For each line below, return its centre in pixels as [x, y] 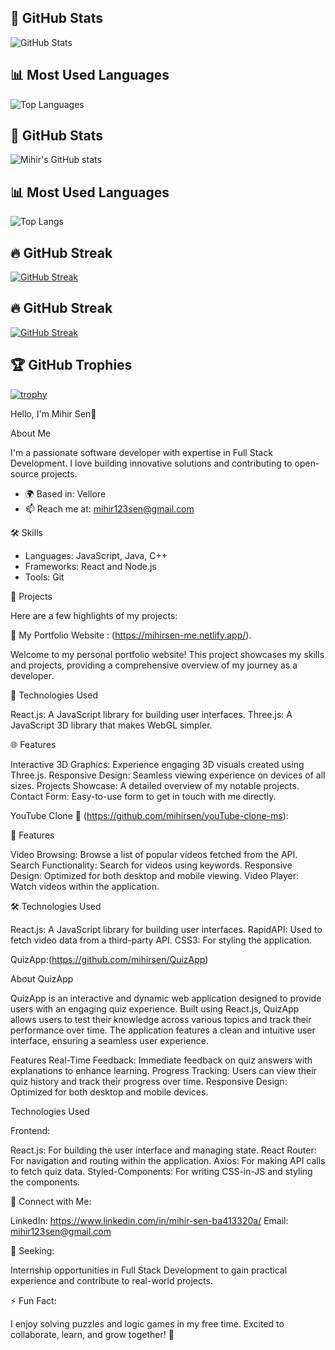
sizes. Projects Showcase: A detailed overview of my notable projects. [155, 785]
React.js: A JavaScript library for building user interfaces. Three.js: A [151, 714]
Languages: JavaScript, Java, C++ [96, 555]
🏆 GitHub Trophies [71, 365]
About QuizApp [42, 978]
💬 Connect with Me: [51, 1201]
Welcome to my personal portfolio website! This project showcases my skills [167, 654]
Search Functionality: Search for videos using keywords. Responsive [151, 865]
